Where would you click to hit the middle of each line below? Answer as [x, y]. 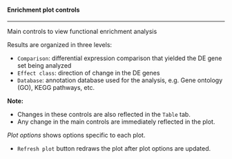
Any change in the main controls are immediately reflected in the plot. [116, 122]
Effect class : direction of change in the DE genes [88, 73]
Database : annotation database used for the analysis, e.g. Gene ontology [120, 80]
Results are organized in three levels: [60, 45]
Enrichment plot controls [43, 10]
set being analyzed [44, 66]
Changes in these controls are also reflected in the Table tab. [104, 115]
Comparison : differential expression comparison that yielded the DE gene [119, 58]
